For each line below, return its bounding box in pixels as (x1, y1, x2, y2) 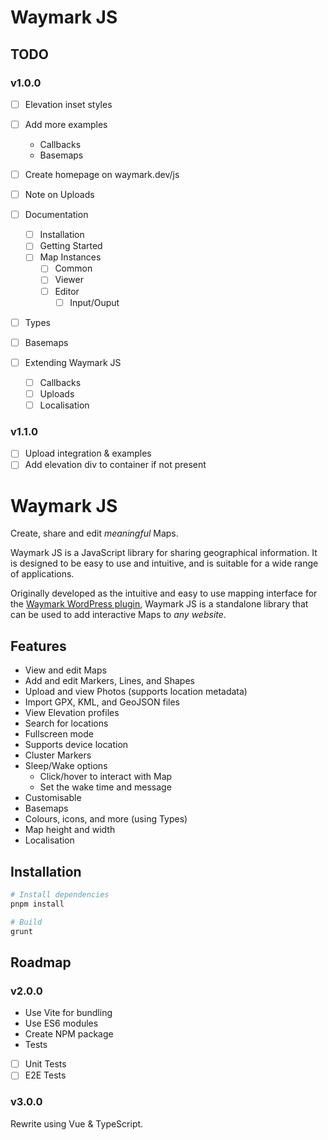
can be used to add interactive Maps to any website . (10, 609, 227, 621)
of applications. (10, 568, 75, 580)
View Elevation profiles (24, 707, 120, 719)
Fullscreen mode (24, 728, 95, 740)
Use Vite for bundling (24, 1007, 113, 1019)
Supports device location (24, 739, 129, 751)
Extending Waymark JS (24, 356, 122, 368)
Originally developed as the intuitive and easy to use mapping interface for (10, 587, 318, 600)
